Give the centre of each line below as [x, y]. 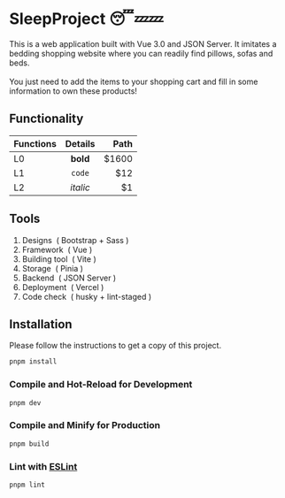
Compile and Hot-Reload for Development [101, 385]
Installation [41, 324]
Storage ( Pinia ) [53, 268]
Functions [35, 143]
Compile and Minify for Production [85, 425]
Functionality [46, 119]
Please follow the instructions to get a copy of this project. [116, 346]
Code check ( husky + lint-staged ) [87, 296]
